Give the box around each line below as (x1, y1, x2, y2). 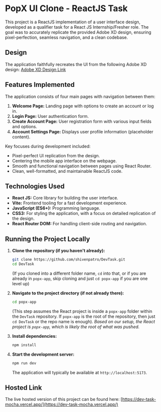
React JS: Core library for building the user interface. (12, 195, 119, 201)
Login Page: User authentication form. (12, 113, 89, 119)
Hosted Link (5, 383, 42, 392)
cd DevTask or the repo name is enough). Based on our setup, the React (12, 318, 155, 324)
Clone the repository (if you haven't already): (12, 248, 105, 254)
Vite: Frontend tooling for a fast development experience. (12, 200, 128, 206)
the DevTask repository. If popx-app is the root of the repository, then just (12, 313, 156, 319)
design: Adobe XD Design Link (5, 66, 66, 72)
